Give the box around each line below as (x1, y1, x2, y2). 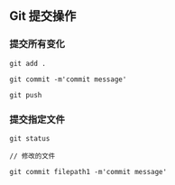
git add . (9, 59, 47, 68)
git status (9, 134, 51, 143)
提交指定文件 (9, 113, 66, 125)
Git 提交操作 (9, 8, 77, 24)
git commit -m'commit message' (9, 75, 127, 84)
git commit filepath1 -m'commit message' (9, 167, 168, 176)
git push (9, 90, 42, 99)
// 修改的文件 (9, 152, 56, 161)
